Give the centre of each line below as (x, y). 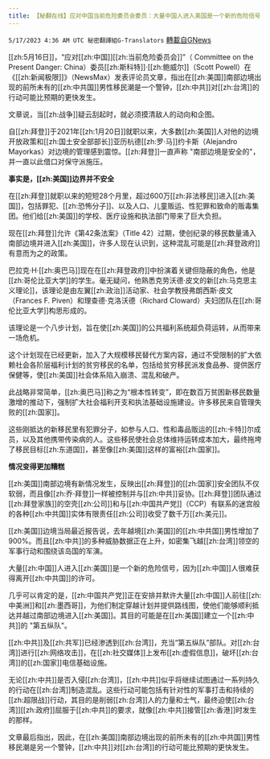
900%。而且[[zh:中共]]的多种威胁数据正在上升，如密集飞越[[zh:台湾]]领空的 (134, 541)
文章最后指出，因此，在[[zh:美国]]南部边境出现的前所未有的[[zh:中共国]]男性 (134, 736)
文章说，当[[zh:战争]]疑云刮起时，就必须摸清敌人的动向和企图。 (114, 114)
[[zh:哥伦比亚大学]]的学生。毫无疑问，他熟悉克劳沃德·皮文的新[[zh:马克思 (129, 280)
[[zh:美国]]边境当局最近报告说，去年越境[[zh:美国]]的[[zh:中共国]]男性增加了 (134, 530)
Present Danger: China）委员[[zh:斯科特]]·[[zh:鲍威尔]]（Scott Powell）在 (130, 67)
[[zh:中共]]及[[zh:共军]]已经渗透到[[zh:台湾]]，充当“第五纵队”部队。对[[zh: (131, 642)
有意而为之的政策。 (40, 253)
